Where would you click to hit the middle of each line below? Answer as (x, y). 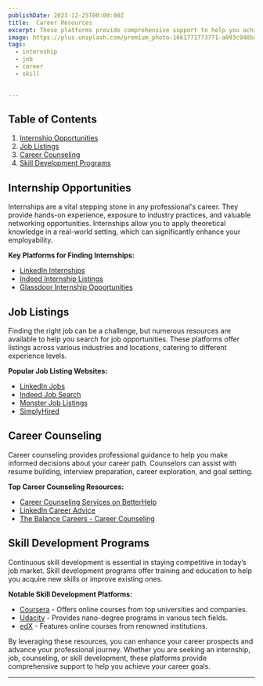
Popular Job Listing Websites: (58, 371)
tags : (17, 45)
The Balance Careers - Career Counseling (87, 518)
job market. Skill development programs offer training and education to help (130, 571)
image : (19, 37)
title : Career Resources (50, 23)
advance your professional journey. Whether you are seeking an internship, (129, 649)
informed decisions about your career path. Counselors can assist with (122, 463)
